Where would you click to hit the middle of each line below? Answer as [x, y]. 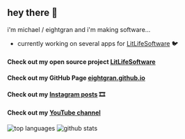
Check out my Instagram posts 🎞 [56, 94]
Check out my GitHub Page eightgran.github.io [77, 78]
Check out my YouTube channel [54, 113]
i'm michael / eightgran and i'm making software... [79, 29]
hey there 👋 [32, 13]
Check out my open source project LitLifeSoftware [81, 62]
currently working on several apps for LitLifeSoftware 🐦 [98, 43]
